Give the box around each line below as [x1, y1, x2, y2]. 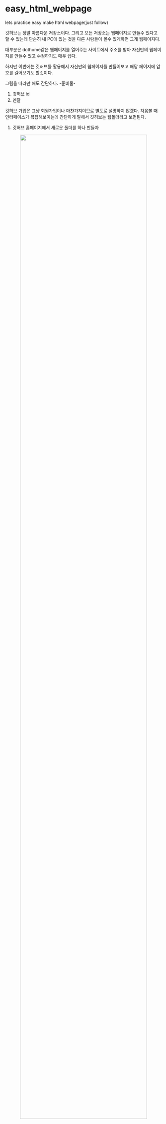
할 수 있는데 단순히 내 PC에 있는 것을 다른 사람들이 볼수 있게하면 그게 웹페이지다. [5, 36, 161, 42]
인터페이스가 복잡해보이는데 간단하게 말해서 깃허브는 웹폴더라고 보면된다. [5, 114, 146, 120]
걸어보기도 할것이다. [14, 69, 53, 75]
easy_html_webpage [5, 3, 92, 14]
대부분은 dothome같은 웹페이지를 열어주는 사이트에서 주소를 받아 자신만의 [5, 46, 148, 52]
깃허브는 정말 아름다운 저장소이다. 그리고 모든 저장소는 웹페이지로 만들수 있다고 [5, 29, 158, 35]
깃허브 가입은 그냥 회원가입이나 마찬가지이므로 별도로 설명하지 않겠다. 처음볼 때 [5, 108, 158, 114]
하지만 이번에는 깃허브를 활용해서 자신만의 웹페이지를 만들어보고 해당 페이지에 [5, 63, 156, 69]
